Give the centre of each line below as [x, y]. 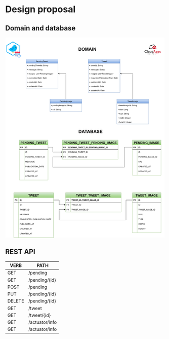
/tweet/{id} [40, 315]
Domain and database [40, 28]
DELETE [16, 301]
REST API [20, 252]
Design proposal [40, 9]
